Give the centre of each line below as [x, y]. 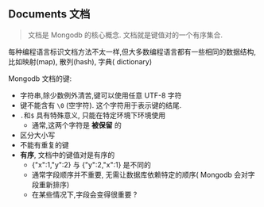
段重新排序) [50, 184]
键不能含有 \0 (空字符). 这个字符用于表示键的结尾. [101, 105]
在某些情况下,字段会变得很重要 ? [84, 194]
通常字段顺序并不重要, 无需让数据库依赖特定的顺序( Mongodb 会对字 [143, 174]
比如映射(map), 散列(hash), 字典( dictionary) [80, 61]
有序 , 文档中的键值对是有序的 [67, 155]
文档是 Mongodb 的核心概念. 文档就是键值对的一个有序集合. [125, 35]
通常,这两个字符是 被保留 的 [76, 125]
